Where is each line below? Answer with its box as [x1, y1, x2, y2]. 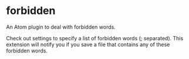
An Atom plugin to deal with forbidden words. [6, 23, 116, 30]
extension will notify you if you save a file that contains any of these [6, 41, 170, 48]
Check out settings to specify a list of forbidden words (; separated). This [6, 34, 184, 41]
